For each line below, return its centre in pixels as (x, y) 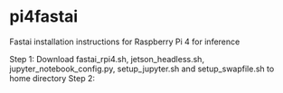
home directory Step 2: (52, 78)
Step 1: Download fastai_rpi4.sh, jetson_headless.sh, (107, 59)
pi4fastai (44, 17)
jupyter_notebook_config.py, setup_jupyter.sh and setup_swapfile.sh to (142, 69)
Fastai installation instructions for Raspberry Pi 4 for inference (125, 42)
